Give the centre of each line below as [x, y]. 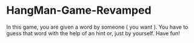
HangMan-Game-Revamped [79, 10]
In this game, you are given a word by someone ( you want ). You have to [97, 27]
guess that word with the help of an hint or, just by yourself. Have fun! [93, 33]
